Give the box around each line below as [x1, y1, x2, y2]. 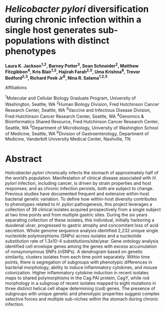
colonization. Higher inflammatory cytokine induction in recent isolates [5, 269, 149, 275]
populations [5, 35, 55, 47]
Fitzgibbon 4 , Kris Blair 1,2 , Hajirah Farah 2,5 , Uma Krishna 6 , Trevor [5, 68, 140, 75]
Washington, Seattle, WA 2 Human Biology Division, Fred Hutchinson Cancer [5, 100, 160, 107]
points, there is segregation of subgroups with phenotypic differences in [5, 259, 152, 265]
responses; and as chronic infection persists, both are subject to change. [5, 185, 154, 191]
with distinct [57, 35, 110, 47]
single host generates [5, 25, 96, 36]
